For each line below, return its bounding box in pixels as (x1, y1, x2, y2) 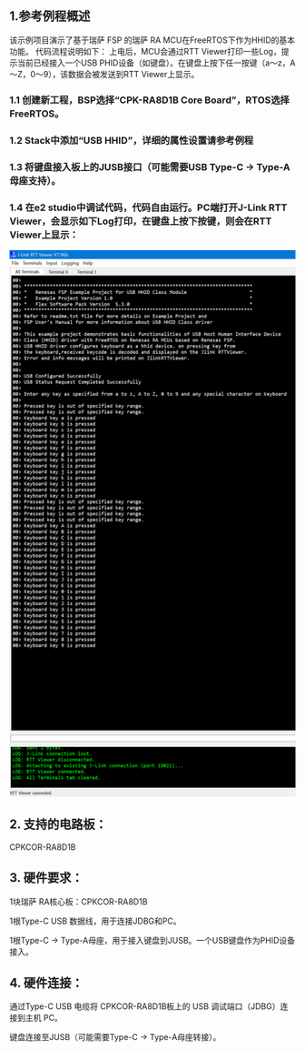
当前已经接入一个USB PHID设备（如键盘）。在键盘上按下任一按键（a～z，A (16, 57, 296, 68)
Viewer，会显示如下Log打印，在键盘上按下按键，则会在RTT (9, 215, 272, 227)
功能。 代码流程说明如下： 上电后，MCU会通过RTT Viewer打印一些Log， (9, 45, 281, 56)
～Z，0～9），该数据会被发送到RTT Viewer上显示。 (9, 68, 200, 79)
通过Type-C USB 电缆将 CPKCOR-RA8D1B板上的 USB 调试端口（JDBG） (9, 1001, 280, 1012)
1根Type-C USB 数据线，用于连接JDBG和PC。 (9, 915, 182, 926)
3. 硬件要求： (9, 870, 84, 885)
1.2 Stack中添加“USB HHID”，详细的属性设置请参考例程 (9, 134, 254, 147)
